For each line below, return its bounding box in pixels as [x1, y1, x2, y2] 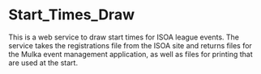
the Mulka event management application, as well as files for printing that [8, 49, 253, 59]
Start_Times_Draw [8, 6, 135, 24]
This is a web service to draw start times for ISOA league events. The [8, 32, 239, 42]
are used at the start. [8, 58, 79, 68]
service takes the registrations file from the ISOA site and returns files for [8, 40, 253, 50]
